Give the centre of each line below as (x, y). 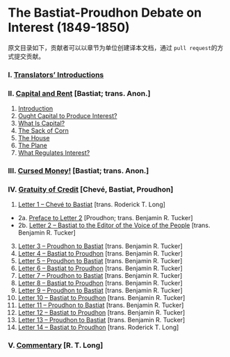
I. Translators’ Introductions (56, 74)
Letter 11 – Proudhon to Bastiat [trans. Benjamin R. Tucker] (101, 305)
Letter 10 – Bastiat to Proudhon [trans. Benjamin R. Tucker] (101, 298)
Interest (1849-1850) (69, 27)
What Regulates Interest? (54, 153)
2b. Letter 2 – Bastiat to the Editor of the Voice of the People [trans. (114, 225)
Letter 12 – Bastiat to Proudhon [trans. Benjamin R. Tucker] (101, 313)
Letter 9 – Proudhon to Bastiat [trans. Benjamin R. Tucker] (100, 290)
